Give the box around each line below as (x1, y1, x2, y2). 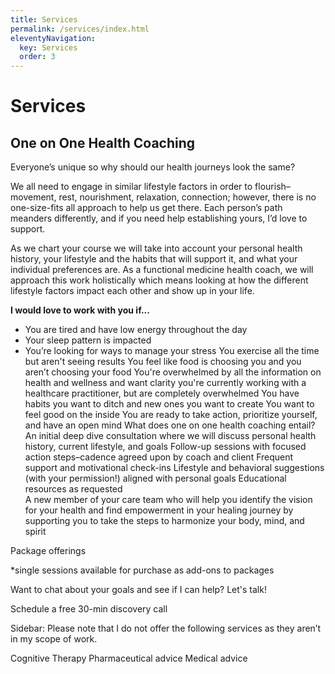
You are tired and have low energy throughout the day (24, 324, 248, 336)
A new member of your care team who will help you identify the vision (24, 494, 313, 506)
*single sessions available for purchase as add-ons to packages (10, 564, 275, 576)
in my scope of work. (10, 633, 98, 645)
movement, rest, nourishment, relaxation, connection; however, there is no (10, 191, 317, 203)
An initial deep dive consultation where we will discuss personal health (24, 430, 317, 442)
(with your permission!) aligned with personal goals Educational (24, 472, 287, 485)
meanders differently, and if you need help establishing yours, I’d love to (10, 212, 308, 225)
